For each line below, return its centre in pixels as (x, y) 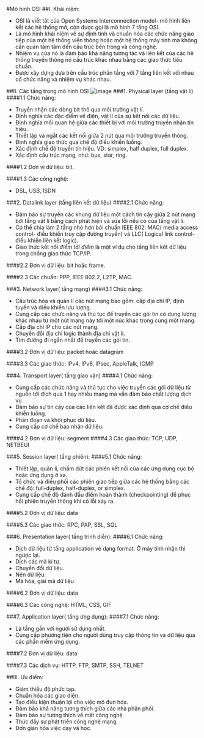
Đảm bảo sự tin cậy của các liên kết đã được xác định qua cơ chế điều (104, 407)
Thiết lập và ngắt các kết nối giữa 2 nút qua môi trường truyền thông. (101, 135)
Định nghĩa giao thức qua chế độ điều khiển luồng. (78, 142)
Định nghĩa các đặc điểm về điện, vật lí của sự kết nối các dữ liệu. (98, 116)
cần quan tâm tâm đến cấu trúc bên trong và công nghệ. (86, 47)
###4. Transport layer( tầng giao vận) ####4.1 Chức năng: (80, 375)
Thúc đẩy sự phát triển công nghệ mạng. (66, 721)
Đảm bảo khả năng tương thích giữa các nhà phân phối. (85, 709)
